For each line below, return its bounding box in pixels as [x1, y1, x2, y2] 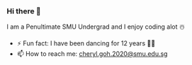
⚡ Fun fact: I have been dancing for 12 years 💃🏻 [16, 39, 156, 48]
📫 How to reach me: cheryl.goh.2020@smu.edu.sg [16, 50, 168, 58]
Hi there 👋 [6, 6, 42, 16]
